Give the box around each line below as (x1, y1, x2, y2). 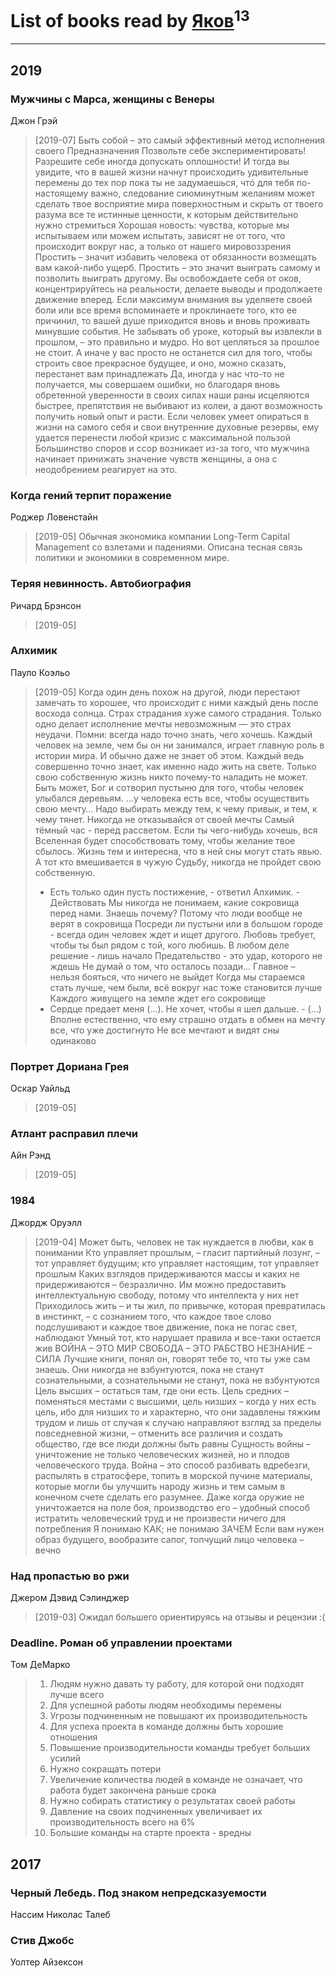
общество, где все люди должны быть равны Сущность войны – (34, 1437, 311, 1450)
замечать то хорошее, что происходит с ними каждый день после (34, 696, 319, 708)
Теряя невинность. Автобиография (10, 577, 192, 591)
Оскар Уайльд (10, 1082, 71, 1095)
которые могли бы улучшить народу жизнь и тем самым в (34, 1480, 286, 1492)
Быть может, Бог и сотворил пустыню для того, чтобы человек (34, 781, 304, 793)
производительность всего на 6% (49, 1816, 196, 1828)
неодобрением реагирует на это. (34, 463, 178, 475)
